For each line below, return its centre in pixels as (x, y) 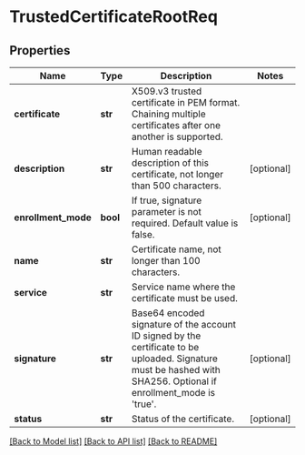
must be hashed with (176, 370)
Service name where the (183, 287)
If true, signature (167, 200)
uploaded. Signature (174, 359)
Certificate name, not (177, 249)
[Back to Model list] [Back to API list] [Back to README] (113, 441)
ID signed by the (166, 336)
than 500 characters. (176, 186)
